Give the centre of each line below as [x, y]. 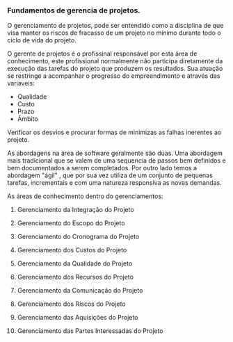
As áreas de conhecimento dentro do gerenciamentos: [85, 196]
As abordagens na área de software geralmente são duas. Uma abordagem [115, 153]
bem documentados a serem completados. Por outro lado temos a [102, 168]
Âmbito [27, 119]
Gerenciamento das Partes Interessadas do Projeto [90, 331]
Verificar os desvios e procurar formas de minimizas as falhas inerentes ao [114, 132]
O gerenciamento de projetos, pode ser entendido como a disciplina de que [115, 26]
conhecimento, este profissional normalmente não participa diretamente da [115, 61]
